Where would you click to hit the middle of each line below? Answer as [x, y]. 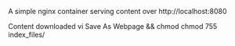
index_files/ [27, 35]
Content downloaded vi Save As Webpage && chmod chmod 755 [113, 26]
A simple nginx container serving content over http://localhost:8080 [117, 11]
